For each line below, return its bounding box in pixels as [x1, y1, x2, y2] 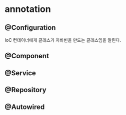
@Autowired [4, 103, 45, 111]
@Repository [4, 86, 46, 94]
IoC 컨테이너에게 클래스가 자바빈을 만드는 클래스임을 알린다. [4, 37, 121, 43]
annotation [4, 3, 51, 15]
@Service [4, 69, 36, 77]
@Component [4, 52, 49, 60]
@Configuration [4, 23, 56, 32]
